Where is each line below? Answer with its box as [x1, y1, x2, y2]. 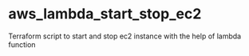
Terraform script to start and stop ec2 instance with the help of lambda [8, 31, 242, 41]
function [8, 39, 36, 49]
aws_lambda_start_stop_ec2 [8, 5, 202, 23]
